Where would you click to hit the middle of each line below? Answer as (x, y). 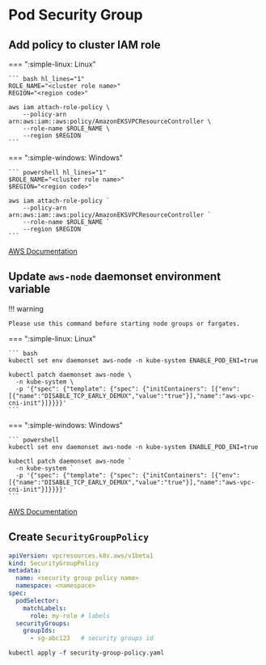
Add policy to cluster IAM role (84, 45)
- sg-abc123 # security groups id (91, 638)
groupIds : (40, 631)
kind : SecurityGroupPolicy (54, 563)
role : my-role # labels (70, 616)
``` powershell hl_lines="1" (57, 172)
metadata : (25, 571)
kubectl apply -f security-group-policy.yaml (86, 653)
